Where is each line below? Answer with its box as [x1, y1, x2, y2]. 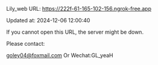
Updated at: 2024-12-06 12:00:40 [6, 17, 90, 23]
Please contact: [6, 40, 45, 47]
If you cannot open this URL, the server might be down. [6, 28, 144, 36]
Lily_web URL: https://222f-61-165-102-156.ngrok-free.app [6, 5, 152, 12]
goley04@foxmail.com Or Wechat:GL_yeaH [6, 52, 113, 59]
